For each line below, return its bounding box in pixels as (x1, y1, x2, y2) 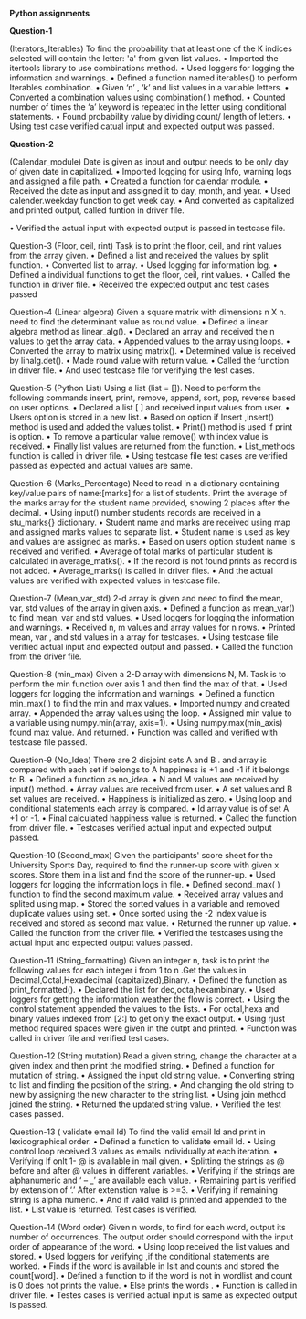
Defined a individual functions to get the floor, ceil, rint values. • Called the (9, 270, 290, 280)
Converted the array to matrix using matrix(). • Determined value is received (9, 346, 297, 356)
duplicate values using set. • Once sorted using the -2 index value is (9, 909, 267, 919)
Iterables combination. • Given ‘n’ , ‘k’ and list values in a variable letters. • (9, 82, 290, 92)
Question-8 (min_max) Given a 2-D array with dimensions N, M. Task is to (9, 669, 287, 679)
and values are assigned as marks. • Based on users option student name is (9, 537, 296, 547)
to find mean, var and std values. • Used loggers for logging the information (9, 612, 295, 622)
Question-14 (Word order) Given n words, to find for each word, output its (9, 1222, 286, 1232)
